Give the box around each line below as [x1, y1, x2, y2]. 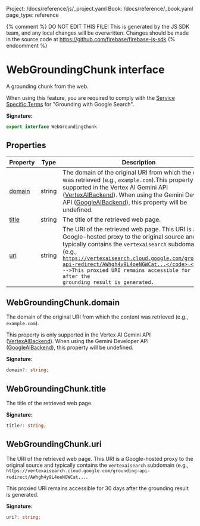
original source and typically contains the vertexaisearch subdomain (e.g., [6, 461, 189, 469]
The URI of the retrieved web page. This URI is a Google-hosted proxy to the [6, 455, 193, 462]
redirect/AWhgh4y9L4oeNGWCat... [6, 474, 86, 480]
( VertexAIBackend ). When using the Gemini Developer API [6, 338, 149, 345]
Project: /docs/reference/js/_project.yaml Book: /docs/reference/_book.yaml [6, 5, 193, 12]
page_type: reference [6, 11, 59, 19]
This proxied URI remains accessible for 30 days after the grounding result [6, 484, 189, 492]
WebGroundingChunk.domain [6, 298, 120, 308]
